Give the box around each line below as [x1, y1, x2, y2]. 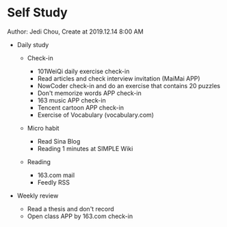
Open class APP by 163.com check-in [27, 212, 133, 220]
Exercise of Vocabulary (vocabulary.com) [37, 111, 155, 119]
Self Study [7, 5, 68, 21]
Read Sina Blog [37, 137, 81, 145]
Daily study [16, 40, 49, 49]
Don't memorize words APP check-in [37, 89, 142, 97]
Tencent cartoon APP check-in [37, 103, 124, 111]
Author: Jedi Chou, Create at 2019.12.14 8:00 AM [7, 27, 144, 36]
